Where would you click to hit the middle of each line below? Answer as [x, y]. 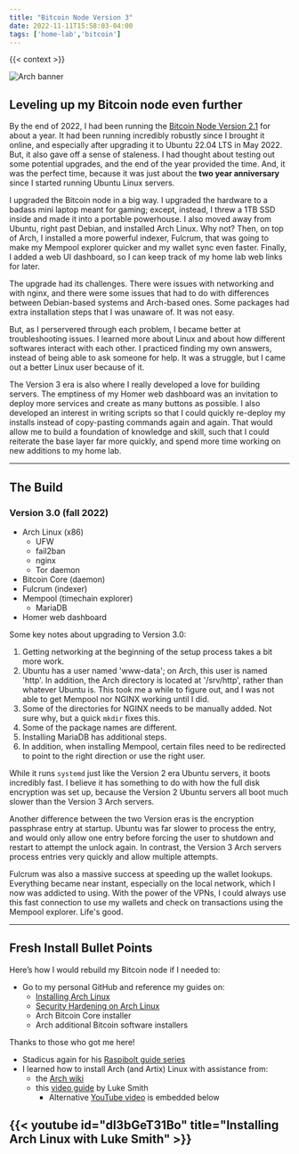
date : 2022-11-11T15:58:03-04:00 [71, 26]
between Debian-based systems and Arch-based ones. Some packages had [149, 303]
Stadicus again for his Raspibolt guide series [104, 1059]
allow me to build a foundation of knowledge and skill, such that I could [139, 432]
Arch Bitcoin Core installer [83, 1015]
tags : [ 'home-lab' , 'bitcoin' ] [65, 34]
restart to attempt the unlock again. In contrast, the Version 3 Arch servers [145, 847]
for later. [24, 266]
